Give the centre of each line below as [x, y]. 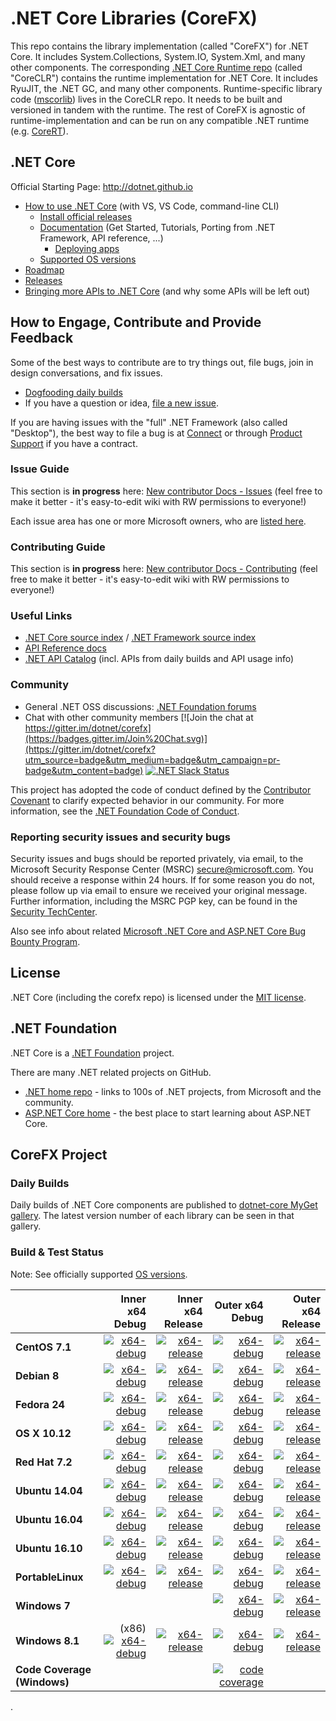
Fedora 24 [40, 1404]
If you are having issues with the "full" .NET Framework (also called [149, 422]
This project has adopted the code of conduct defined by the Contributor [161, 789]
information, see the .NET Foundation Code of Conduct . [125, 811]
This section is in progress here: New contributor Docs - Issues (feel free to [166, 491]
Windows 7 [43, 1605]
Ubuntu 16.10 [49, 1548]
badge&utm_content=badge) [84, 770]
